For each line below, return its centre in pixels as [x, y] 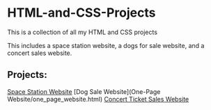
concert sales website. [40, 53]
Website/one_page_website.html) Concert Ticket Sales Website [98, 99]
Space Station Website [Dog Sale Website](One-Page [84, 91]
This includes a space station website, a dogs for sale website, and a [106, 45]
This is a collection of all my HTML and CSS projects [83, 32]
